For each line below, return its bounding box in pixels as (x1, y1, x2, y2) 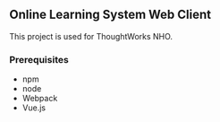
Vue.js (21, 102, 47, 113)
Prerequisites (9, 53, 69, 65)
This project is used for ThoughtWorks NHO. (9, 30, 173, 41)
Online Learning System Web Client (9, 7, 212, 22)
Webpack (21, 93, 58, 104)
